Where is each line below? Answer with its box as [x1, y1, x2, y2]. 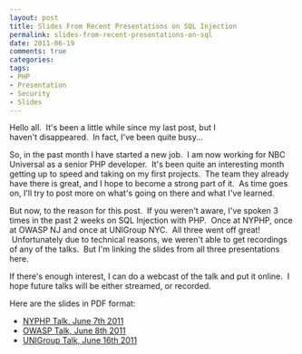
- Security [9, 89, 51, 98]
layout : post [9, 13, 59, 23]
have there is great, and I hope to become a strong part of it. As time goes [9, 178, 288, 189]
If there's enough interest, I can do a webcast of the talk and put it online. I [9, 271, 290, 282]
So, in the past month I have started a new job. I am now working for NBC [9, 149, 286, 160]
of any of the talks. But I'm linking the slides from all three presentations [9, 244, 280, 254]
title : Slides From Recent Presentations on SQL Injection [9, 22, 238, 31]
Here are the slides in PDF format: [9, 298, 136, 309]
